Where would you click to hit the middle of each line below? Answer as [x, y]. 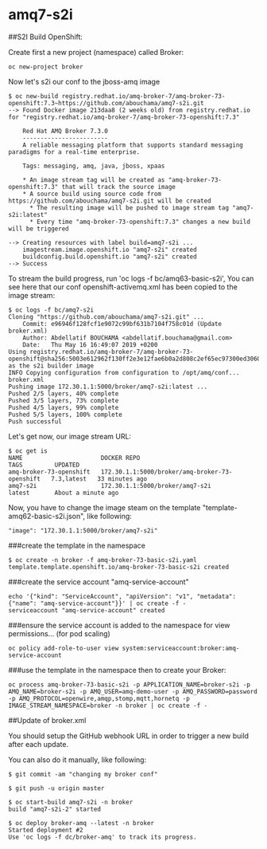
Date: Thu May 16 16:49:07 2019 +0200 [90, 344]
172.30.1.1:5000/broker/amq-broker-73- [166, 472]
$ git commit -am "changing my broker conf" [83, 774]
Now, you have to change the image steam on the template [104, 507]
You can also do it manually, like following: [77, 760]
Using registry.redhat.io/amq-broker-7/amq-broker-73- [101, 352]
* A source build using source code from [92, 194]
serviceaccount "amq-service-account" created [87, 610]
